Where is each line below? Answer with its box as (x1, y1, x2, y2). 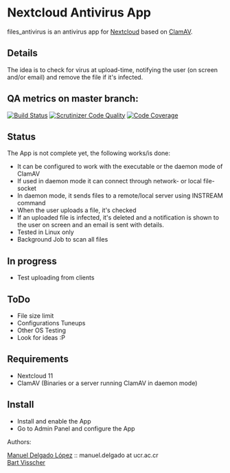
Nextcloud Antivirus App (7, 5, 151, 21)
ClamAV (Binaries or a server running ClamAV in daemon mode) (16, 379, 198, 387)
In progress (7, 255, 57, 267)
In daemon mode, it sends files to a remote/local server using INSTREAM (16, 192, 223, 200)
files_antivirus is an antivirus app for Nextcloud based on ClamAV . (7, 27, 193, 36)
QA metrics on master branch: (7, 93, 139, 104)
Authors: (7, 437, 32, 446)
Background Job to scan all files (16, 235, 108, 244)
